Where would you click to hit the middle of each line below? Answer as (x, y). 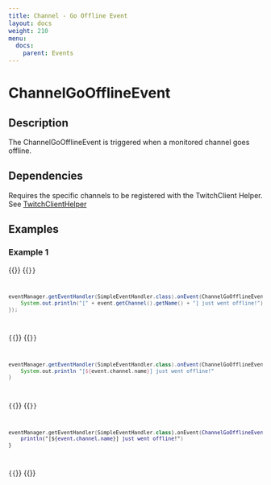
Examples (33, 229)
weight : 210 (28, 31)
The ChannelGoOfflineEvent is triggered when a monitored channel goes (129, 142)
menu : (17, 38)
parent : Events (48, 53)
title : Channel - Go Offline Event (68, 16)
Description (38, 123)
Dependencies (46, 176)
